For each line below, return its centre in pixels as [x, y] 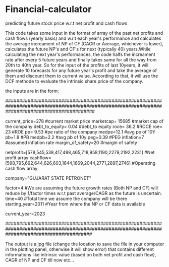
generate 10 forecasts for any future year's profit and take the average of [81, 70]
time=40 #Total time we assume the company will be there [66, 198]
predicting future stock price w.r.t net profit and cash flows [66, 23]
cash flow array [21, 168]
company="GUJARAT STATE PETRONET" [48, 178]
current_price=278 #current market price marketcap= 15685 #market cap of [84, 121]
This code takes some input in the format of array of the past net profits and [84, 33]
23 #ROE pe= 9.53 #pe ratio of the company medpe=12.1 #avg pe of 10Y [80, 131]
